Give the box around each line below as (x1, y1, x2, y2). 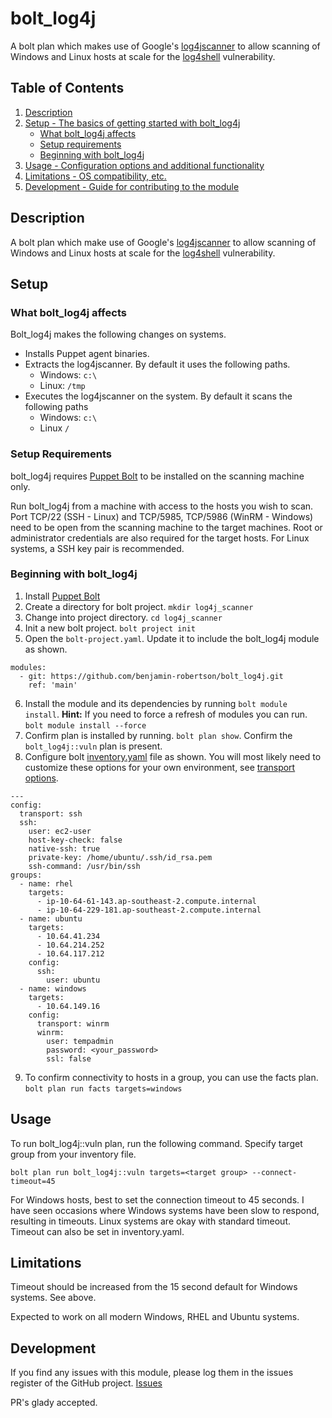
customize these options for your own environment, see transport (24, 761, 296, 773)
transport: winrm (36, 1018, 110, 1029)
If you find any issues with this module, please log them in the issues (10, 1367, 294, 1379)
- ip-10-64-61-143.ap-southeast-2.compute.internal (36, 896, 257, 906)
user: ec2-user (28, 826, 92, 836)
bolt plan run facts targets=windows (24, 1083, 183, 1094)
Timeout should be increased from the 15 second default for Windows (10, 1281, 298, 1293)
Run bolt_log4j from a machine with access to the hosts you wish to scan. (10, 500, 314, 512)
